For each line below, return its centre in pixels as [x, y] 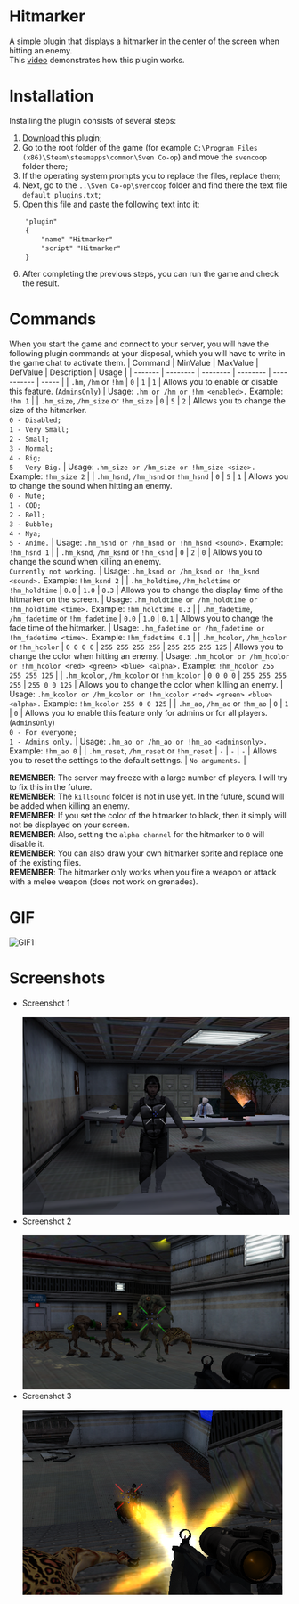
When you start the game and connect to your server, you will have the [139, 344]
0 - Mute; [28, 496]
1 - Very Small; [39, 429]
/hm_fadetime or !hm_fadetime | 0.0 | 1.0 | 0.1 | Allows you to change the [141, 618]
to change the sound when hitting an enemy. [91, 485]
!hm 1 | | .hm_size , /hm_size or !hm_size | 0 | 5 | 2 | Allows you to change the [148, 400]
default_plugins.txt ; [61, 194]
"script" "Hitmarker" [81, 248]
